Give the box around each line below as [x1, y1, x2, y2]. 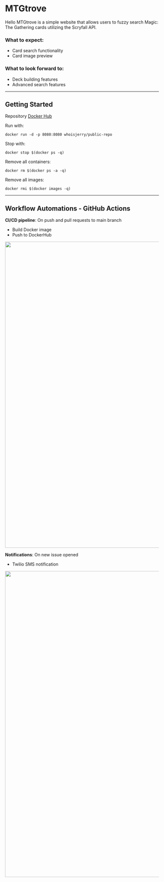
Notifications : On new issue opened [5, 552, 79, 558]
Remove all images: [5, 177, 44, 183]
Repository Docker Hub [5, 113, 52, 119]
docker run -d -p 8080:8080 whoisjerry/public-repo [5, 132, 112, 137]
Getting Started [5, 100, 53, 108]
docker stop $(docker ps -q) [5, 150, 64, 155]
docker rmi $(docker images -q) [5, 187, 71, 191]
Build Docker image [12, 227, 52, 233]
